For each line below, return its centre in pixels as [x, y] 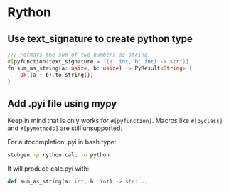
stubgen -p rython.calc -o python [59, 155]
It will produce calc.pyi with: [48, 169]
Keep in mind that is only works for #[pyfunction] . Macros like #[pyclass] [115, 121]
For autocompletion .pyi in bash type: [62, 142]
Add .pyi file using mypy [62, 103]
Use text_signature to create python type [100, 39]
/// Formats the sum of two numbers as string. [79, 55]
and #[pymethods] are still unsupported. [65, 128]
